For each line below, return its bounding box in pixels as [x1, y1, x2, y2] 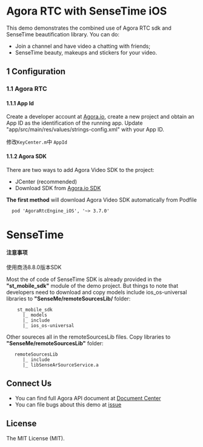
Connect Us [6, 379, 52, 389]
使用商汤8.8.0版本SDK [6, 263, 62, 271]
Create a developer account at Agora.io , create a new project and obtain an [6, 113, 195, 121]
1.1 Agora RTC [6, 85, 47, 93]
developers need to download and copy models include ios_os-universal [6, 289, 187, 296]
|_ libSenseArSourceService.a [22, 362, 99, 368]
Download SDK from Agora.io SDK [15, 184, 101, 191]
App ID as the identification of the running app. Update [6, 119, 143, 127]
